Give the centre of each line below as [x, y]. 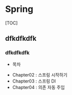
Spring [19, 9]
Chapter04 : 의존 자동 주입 [38, 87]
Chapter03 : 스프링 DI [34, 81]
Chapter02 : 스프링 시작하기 [40, 75]
